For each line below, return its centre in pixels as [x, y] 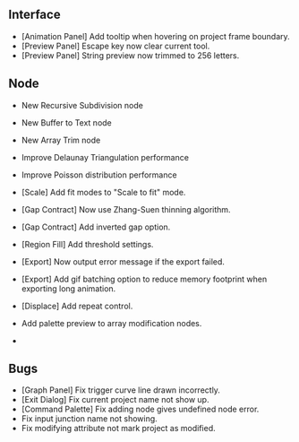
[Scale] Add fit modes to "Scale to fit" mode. [103, 192]
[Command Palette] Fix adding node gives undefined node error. [140, 409]
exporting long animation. [68, 288]
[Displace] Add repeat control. [77, 306]
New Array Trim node [61, 140]
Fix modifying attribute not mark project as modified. [118, 429]
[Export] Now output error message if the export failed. [123, 261]
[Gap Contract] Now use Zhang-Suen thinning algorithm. [126, 209]
